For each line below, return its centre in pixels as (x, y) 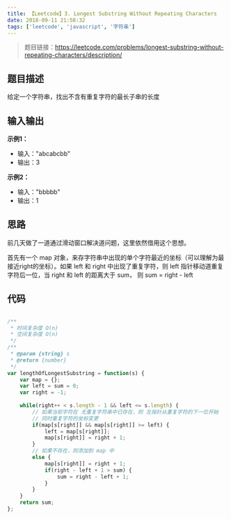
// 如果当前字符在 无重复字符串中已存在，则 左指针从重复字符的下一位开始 (126, 412)
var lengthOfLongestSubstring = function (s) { (76, 373)
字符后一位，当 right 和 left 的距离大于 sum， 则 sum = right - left (100, 275)
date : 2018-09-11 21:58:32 (46, 20)
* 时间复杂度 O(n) (34, 328)
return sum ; (37, 503)
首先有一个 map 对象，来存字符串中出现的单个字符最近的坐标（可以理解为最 (116, 257)
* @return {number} (39, 360)
